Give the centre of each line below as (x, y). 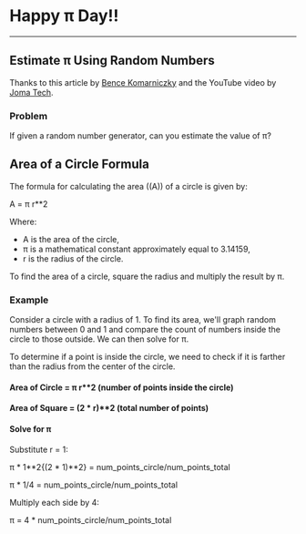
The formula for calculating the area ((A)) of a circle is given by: (128, 186)
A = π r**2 (29, 204)
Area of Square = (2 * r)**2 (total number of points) (109, 408)
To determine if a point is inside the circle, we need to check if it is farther (148, 357)
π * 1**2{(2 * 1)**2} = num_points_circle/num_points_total (120, 467)
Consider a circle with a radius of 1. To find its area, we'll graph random (143, 320)
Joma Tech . (31, 92)
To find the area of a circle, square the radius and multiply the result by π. (147, 276)
